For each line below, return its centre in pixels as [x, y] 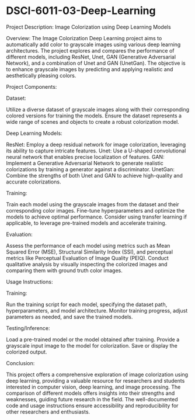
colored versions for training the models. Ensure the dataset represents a [94, 116]
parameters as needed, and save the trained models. [69, 317]
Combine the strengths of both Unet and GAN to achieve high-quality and [94, 175]
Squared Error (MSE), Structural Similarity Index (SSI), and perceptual [90, 252]
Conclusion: [20, 363]
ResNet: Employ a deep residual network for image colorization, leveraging [96, 144]
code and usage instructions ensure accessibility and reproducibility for [92, 405]
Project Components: [32, 86]
